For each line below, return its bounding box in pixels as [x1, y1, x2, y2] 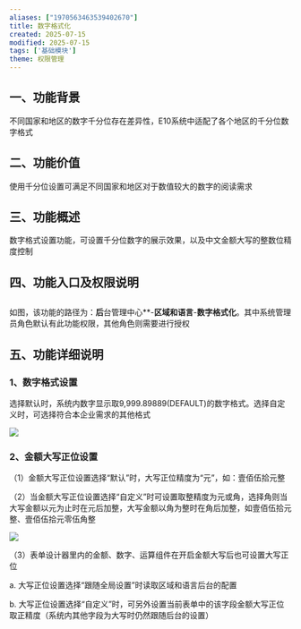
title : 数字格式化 [9, 21, 72, 30]
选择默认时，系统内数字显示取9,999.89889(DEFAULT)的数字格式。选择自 [9, 397, 278, 408]
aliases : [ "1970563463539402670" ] [9, 13, 139, 22]
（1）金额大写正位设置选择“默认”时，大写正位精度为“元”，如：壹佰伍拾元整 [9, 472, 286, 483]
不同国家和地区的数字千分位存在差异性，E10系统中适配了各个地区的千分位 [9, 115, 281, 126]
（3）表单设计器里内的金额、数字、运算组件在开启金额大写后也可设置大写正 [9, 549, 289, 560]
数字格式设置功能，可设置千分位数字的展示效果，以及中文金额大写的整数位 [9, 234, 284, 246]
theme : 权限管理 [9, 55, 64, 64]
